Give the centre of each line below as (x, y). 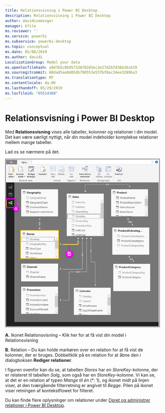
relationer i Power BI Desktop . (35, 405)
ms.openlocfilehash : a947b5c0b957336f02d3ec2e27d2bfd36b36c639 (71, 67)
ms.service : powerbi (26, 36)
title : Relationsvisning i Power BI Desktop (51, 10)
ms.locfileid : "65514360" (31, 93)
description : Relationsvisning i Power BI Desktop (58, 15)
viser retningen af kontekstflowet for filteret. (50, 390)
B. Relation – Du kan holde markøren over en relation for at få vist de (74, 350)
